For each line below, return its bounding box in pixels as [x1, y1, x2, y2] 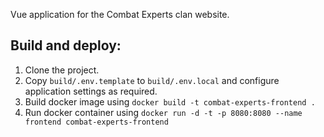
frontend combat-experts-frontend [24, 117, 169, 127]
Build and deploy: [10, 37, 122, 54]
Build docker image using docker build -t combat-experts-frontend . [24, 95, 316, 108]
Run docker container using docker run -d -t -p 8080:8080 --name [24, 106, 303, 118]
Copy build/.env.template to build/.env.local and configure [24, 74, 280, 86]
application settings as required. [24, 85, 158, 97]
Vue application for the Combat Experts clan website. [10, 9, 230, 20]
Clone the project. [24, 64, 100, 76]
